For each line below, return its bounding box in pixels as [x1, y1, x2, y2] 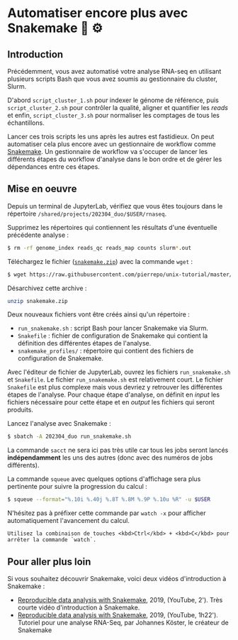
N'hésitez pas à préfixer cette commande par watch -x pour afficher [7, 509, 207, 517]
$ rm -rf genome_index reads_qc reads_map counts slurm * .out [7, 244, 192, 251]
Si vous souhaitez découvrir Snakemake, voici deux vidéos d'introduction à [7, 575, 227, 583]
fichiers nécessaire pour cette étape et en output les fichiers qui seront [7, 398, 215, 407]
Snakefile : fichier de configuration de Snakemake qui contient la [17, 331, 208, 340]
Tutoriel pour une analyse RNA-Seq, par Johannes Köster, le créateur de [17, 619, 229, 627]
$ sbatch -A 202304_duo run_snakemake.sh [7, 433, 132, 441]
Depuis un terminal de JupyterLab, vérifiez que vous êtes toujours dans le [7, 202, 223, 210]
